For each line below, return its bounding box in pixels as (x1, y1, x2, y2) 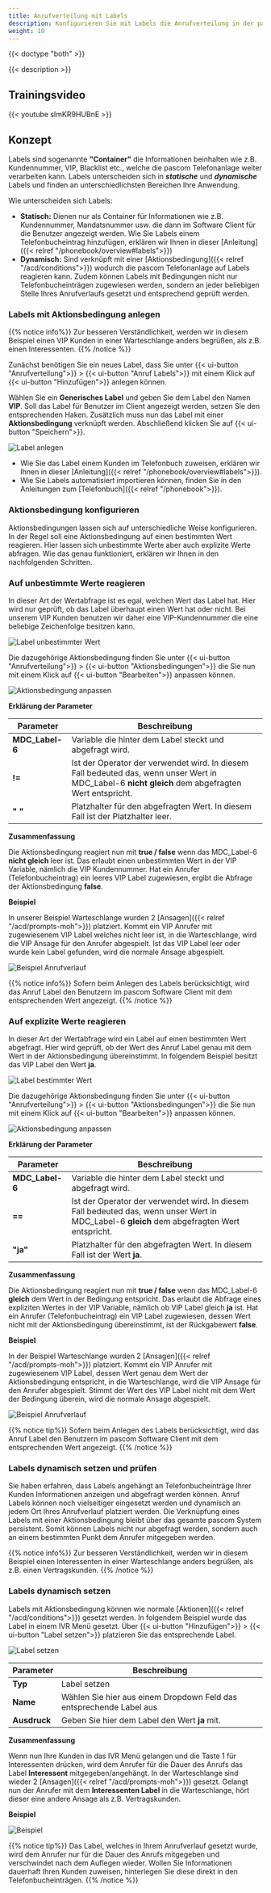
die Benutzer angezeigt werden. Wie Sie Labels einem (19, 229, 200, 238)
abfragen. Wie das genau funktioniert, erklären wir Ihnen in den (8, 549, 219, 558)
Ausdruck (12, 1714, 52, 1726)
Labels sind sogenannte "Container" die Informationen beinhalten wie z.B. (8, 154, 257, 164)
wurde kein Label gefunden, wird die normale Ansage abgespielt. (8, 947, 225, 957)
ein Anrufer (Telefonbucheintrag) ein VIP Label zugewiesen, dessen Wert (8, 1311, 252, 1321)
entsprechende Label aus (60, 1702, 158, 1713)
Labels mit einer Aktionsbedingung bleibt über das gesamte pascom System (8, 1516, 262, 1525)
